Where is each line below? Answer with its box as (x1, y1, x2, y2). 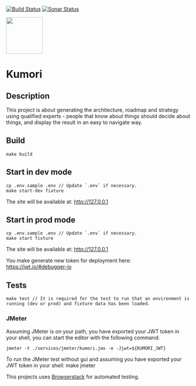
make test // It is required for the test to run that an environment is (6, 296, 190, 302)
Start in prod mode (6, 215, 76, 225)
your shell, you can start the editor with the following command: (6, 334, 160, 341)
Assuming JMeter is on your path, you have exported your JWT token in (6, 328, 180, 335)
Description (6, 91, 50, 101)
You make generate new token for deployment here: (6, 257, 132, 264)
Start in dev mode (6, 167, 72, 177)
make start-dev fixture (6, 188, 64, 194)
